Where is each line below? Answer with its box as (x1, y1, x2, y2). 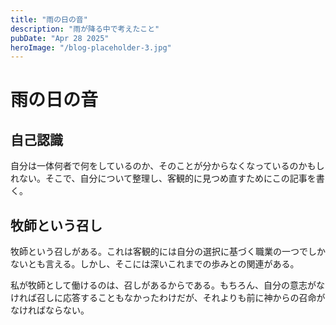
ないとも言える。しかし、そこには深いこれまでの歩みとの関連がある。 (10, 258, 300, 270)
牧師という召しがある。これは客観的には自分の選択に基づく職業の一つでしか (10, 246, 326, 258)
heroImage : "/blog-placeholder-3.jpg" (10, 42, 172, 53)
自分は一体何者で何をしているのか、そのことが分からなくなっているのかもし (10, 160, 325, 172)
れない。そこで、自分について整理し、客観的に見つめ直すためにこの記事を (10, 172, 317, 185)
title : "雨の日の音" (10, 14, 88, 25)
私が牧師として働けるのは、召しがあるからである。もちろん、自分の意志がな (10, 279, 326, 291)
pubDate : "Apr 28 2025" (10, 33, 110, 43)
